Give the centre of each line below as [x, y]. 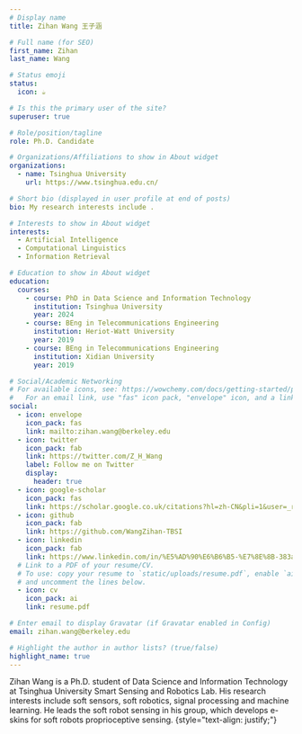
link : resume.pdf [58, 607]
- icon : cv [38, 590]
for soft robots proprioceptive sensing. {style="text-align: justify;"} [154, 720]
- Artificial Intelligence [68, 240]
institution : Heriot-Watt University [104, 332]
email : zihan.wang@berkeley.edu [70, 631]
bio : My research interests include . [82, 207]
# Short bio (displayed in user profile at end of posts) [120, 199]
